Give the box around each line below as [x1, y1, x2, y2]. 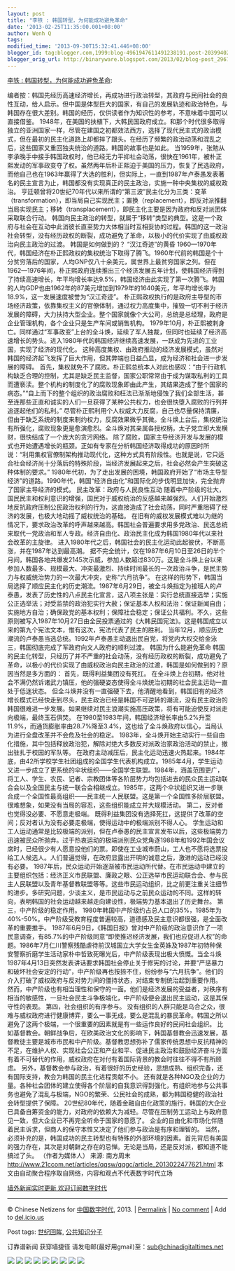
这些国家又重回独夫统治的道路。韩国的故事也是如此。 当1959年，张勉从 [19, 143, 225, 151]
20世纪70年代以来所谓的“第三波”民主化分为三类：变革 [51, 187, 208, 196]
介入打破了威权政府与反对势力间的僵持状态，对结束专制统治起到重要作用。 [7, 976, 222, 984]
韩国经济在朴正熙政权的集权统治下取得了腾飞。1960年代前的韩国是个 [19, 248, 218, 257]
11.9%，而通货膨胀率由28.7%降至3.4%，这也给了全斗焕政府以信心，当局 [7, 721, 218, 730]
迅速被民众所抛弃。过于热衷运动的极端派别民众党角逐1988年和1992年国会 [7, 836, 219, 844]
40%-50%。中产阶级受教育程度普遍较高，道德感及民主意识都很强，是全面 [7, 914, 222, 923]
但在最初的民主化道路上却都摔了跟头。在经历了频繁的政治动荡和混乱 [19, 135, 215, 143]
